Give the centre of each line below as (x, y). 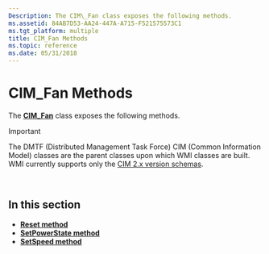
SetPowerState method (60, 233)
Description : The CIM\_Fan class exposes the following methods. (120, 16)
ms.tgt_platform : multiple (54, 31)
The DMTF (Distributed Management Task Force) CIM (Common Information (135, 147)
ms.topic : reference (43, 46)
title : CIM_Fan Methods (48, 38)
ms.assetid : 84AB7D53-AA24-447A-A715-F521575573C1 (95, 23)
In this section (45, 205)
